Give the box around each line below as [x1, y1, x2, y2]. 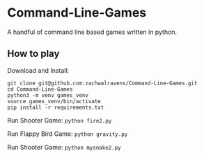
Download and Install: [7, 66, 70, 74]
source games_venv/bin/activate [7, 98, 101, 105]
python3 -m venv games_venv [7, 91, 89, 98]
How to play [7, 48, 60, 60]
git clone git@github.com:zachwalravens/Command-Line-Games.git [7, 80, 198, 87]
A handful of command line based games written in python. [7, 28, 178, 36]
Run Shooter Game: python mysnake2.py [7, 143, 121, 151]
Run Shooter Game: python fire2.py [7, 116, 112, 124]
